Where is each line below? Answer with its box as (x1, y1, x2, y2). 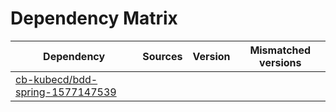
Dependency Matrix (10, 7, 178, 30)
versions (259, 55, 302, 69)
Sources (142, 49, 183, 63)
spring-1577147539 (15, 85, 117, 99)
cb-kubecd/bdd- (15, 72, 98, 86)
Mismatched (249, 43, 312, 57)
